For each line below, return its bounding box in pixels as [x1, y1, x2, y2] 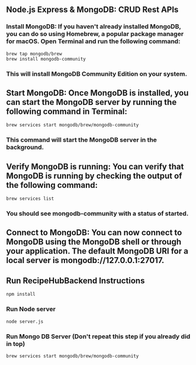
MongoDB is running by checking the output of [6, 171, 182, 181]
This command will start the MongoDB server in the [6, 136, 157, 144]
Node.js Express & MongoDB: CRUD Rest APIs [6, 5, 179, 15]
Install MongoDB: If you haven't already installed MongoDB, [6, 23, 181, 31]
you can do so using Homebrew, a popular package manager [6, 30, 184, 38]
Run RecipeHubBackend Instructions [6, 276, 145, 286]
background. [6, 143, 44, 152]
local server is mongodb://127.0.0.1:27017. [6, 255, 165, 265]
